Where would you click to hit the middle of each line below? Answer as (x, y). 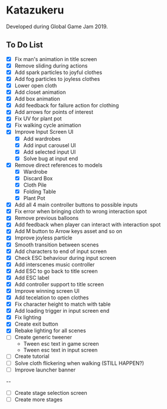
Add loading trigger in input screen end (62, 311)
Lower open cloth (36, 85)
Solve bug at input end (50, 158)
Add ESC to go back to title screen (56, 271)
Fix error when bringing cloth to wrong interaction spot (81, 211)
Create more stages (38, 399)
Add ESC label (32, 278)
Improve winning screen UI (47, 290)
